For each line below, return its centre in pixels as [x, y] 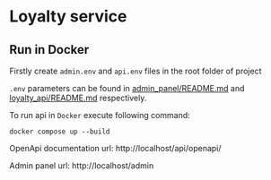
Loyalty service [68, 17]
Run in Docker [49, 50]
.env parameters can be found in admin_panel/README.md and [127, 88]
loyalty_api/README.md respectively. [78, 98]
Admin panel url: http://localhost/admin [82, 166]
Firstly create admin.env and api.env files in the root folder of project [135, 71]
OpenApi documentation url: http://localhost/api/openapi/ [115, 148]
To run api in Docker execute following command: [100, 115]
